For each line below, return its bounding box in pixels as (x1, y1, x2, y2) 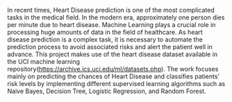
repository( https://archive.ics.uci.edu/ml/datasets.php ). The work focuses (7, 65, 219, 73)
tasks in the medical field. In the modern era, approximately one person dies (7, 13, 225, 22)
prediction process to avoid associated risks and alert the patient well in (7, 43, 213, 51)
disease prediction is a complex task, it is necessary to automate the (7, 35, 204, 44)
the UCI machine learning (7, 58, 81, 65)
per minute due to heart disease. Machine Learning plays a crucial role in (7, 21, 216, 28)
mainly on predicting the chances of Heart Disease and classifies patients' (7, 72, 220, 80)
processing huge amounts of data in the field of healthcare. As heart (7, 28, 203, 36)
